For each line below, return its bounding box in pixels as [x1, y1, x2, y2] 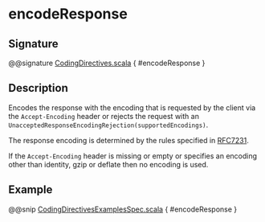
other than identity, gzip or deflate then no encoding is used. [8, 159, 209, 169]
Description [8, 81, 68, 95]
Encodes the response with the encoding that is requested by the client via [8, 102, 256, 113]
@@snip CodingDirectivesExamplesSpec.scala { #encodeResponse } [8, 204, 238, 214]
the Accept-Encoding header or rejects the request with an [8, 111, 199, 121]
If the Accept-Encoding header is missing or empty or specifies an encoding [8, 150, 258, 161]
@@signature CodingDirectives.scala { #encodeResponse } [8, 58, 206, 68]
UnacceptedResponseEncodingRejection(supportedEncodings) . [8, 120, 209, 129]
